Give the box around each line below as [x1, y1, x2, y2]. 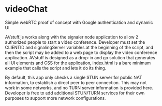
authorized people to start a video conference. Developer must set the [5, 39, 145, 45]
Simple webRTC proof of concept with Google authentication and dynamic [5, 19, 153, 25]
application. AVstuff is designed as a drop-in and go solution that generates [5, 54, 156, 60]
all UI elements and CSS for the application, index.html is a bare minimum [5, 60, 151, 66]
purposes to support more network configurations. [5, 95, 106, 101]
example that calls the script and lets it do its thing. [5, 65, 106, 71]
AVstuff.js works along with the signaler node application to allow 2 [5, 34, 139, 40]
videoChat [5, 3, 48, 15]
